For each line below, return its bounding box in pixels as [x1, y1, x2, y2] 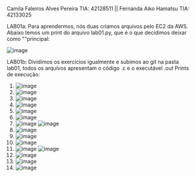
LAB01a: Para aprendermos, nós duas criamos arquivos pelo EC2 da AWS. [7, 23, 188, 30]
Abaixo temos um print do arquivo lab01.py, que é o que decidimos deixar [7, 29, 187, 36]
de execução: [7, 71, 40, 78]
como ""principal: [7, 36, 50, 42]
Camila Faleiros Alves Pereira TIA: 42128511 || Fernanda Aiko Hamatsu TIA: [7, 5, 190, 12]
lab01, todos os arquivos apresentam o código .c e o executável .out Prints [7, 65, 189, 72]
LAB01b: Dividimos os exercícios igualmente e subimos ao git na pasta [7, 59, 179, 65]
